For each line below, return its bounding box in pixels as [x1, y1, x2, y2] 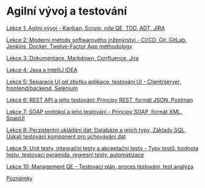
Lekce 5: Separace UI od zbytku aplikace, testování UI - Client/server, [6, 78, 181, 85]
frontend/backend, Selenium [6, 84, 78, 92]
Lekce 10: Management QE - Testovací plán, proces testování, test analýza [6, 162, 193, 170]
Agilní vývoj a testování [6, 4, 127, 18]
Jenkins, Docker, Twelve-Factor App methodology [6, 43, 133, 50]
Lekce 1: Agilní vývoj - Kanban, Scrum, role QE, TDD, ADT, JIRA [6, 24, 165, 32]
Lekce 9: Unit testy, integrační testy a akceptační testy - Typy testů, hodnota [6, 144, 199, 151]
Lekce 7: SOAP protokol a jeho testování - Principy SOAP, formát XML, [6, 108, 182, 115]
